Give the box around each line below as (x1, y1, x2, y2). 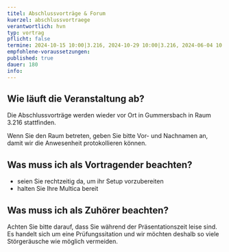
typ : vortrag (7, 29, 45, 36)
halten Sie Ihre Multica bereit (16, 185, 99, 193)
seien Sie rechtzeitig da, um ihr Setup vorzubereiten (16, 177, 164, 185)
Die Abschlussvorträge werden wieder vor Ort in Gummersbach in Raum (7, 111, 211, 119)
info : (7, 67, 23, 74)
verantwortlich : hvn (7, 23, 67, 30)
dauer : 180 (7, 61, 38, 68)
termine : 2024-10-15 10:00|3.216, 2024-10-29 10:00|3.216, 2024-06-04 (7, 42, 213, 49)
